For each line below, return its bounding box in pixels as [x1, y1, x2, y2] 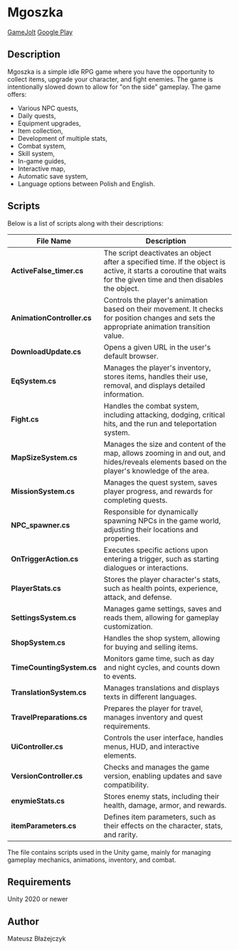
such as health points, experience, [103, 583, 218, 593]
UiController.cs [11, 741, 63, 751]
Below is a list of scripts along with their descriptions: [7, 218, 164, 228]
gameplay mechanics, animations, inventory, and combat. [7, 855, 176, 864]
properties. [103, 533, 141, 543]
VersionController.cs [11, 771, 83, 781]
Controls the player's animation [103, 295, 208, 305]
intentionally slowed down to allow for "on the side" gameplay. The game [7, 83, 221, 91]
